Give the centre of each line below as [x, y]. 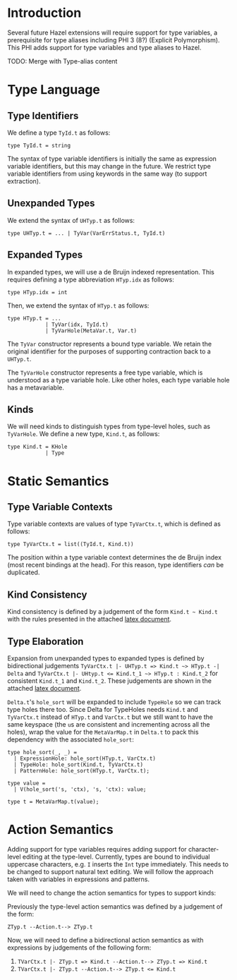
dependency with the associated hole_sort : [71, 739]
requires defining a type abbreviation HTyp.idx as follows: [91, 279]
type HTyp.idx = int [38, 292]
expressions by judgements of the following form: [79, 948]
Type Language [54, 90]
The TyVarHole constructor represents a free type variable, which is [105, 373]
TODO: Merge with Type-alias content [62, 61]
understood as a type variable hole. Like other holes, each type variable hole [119, 380]
